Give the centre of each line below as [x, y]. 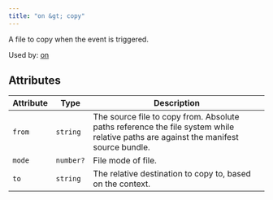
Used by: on [29, 54]
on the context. [122, 184]
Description [177, 103]
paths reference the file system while [163, 127]
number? [70, 161]
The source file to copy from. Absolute [166, 117]
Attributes [35, 81]
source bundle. [121, 147]
